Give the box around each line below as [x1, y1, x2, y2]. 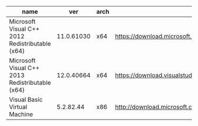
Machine [9, 110, 34, 118]
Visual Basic [9, 95, 43, 104]
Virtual [9, 103, 28, 111]
